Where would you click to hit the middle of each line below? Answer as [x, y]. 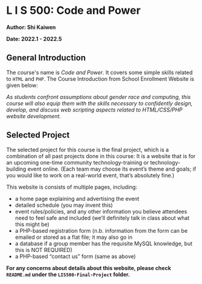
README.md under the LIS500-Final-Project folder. [68, 274]
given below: [22, 85]
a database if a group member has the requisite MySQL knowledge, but [104, 243]
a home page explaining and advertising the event [77, 198]
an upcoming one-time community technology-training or [77, 162]
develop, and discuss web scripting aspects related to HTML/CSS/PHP [94, 110]
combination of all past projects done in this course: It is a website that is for [101, 156]
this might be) [32, 224]
